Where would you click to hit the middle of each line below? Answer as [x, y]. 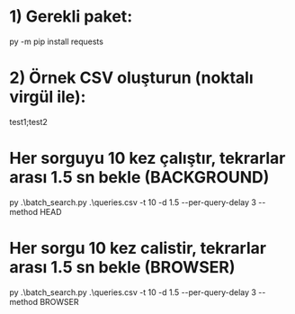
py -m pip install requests [56, 41]
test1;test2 [28, 121]
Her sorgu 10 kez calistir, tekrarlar [138, 248]
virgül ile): [48, 97]
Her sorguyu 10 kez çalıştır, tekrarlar [147, 158]
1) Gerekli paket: [71, 17]
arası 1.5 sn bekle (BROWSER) [122, 267]
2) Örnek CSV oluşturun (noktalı [131, 78]
